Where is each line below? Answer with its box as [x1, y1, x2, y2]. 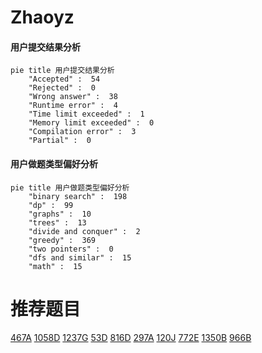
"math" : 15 [28, 261, 83, 271]
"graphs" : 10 [28, 209, 92, 219]
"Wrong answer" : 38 [28, 92, 118, 102]
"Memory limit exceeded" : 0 [28, 118, 155, 128]
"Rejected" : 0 [28, 83, 97, 93]
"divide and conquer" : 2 [28, 226, 141, 236]
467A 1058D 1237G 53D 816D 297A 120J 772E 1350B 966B [10, 331, 252, 343]
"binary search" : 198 [28, 191, 128, 201]
